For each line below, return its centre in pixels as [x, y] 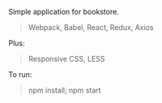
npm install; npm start [64, 90]
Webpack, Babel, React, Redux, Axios [91, 27]
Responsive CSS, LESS [66, 59]
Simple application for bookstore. [64, 12]
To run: [20, 75]
